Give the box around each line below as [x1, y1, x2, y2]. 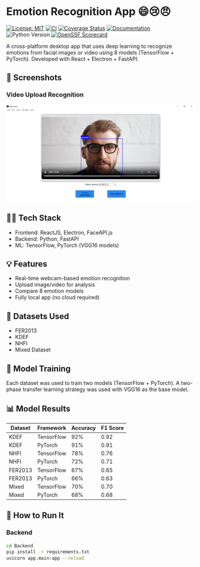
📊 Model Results [6, 404, 71, 414]
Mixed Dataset [14, 346, 51, 353]
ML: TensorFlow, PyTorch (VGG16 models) [14, 241, 119, 248]
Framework [37, 425, 66, 432]
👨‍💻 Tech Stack [6, 213, 62, 223]
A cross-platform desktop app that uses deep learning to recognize [6, 43, 172, 50]
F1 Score [101, 425, 125, 432]
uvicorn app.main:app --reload [6, 556, 84, 562]
